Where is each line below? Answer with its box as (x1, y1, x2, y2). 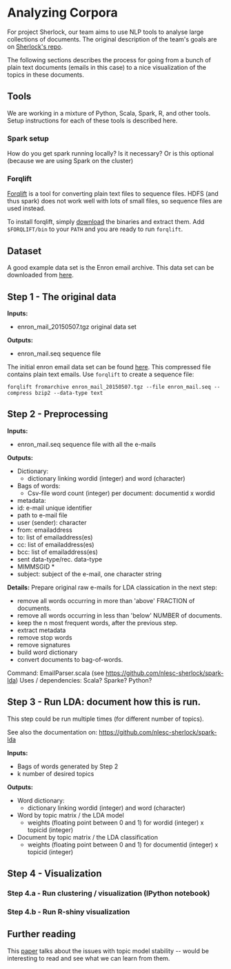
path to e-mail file (17, 510, 68, 519)
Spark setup (7, 133, 50, 143)
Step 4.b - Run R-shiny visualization (7, 907, 130, 916)
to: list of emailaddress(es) (17, 533, 93, 541)
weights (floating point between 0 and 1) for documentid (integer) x (27, 840, 219, 849)
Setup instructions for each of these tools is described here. (7, 116, 178, 124)
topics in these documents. (7, 71, 85, 79)
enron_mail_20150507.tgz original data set (17, 322, 137, 331)
